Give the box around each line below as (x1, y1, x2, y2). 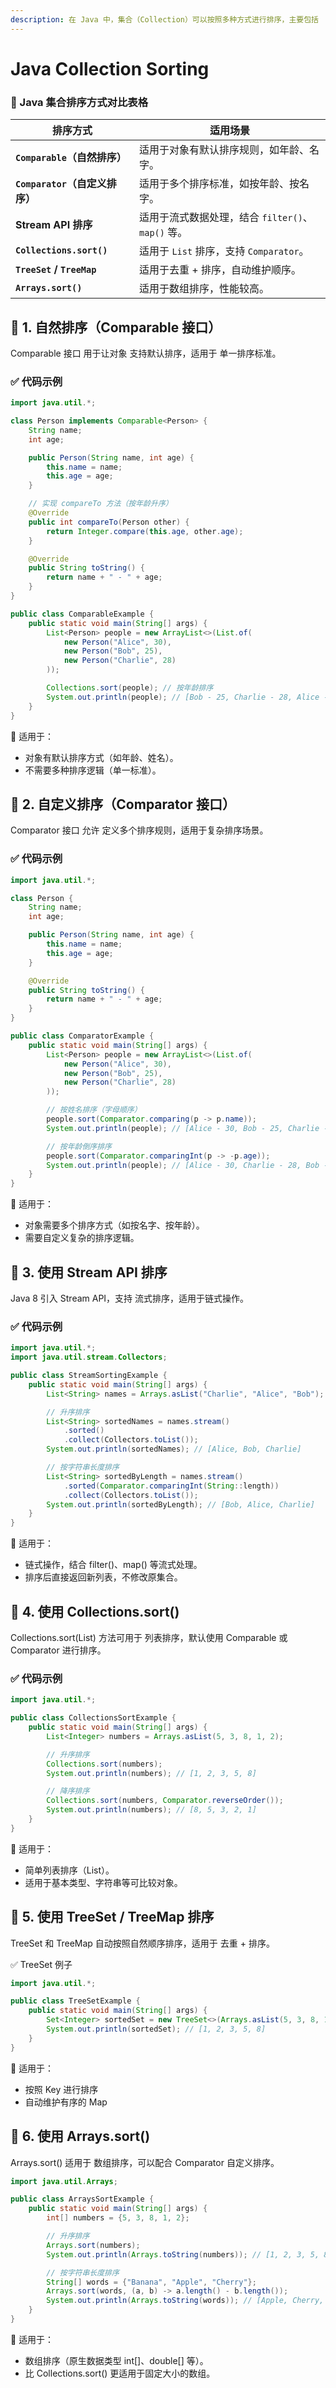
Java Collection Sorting (10, 57, 210, 80)
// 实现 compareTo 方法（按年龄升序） (28, 499, 173, 509)
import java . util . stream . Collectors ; (10, 1352, 168, 1363)
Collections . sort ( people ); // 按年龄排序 (46, 683, 214, 693)
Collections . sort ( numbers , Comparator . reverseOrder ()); (46, 1796, 284, 1806)
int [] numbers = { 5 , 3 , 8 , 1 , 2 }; (46, 2213, 190, 2223)
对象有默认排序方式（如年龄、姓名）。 (24, 751, 179, 763)
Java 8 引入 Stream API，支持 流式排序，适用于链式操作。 (10, 1292, 250, 1305)
